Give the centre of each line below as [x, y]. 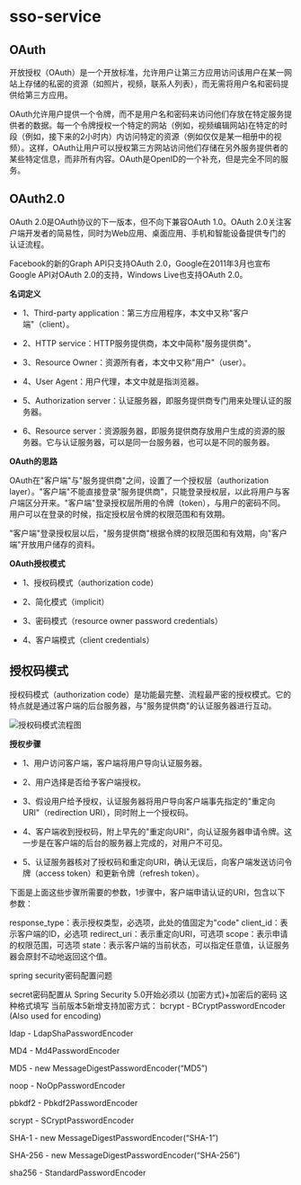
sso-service [55, 17]
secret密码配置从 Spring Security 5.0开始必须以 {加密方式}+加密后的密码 [143, 994]
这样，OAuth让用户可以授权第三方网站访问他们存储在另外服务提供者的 [159, 147]
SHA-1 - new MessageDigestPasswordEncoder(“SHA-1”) [114, 1137]
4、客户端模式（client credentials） [88, 639]
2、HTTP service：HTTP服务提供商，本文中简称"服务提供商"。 [139, 343]
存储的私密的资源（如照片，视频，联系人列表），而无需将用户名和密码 [153, 84]
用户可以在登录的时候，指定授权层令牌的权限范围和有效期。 [120, 513]
